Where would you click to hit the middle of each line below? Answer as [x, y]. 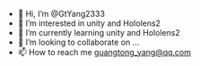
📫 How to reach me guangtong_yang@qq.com [104, 52]
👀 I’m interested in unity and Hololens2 [89, 23]
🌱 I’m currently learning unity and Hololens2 [99, 33]
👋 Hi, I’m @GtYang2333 [61, 14]
